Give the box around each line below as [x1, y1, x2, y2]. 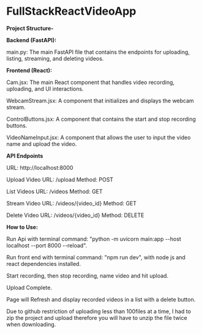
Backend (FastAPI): [6, 36, 57, 44]
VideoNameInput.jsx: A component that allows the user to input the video [6, 134, 191, 141]
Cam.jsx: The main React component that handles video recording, [6, 78, 175, 86]
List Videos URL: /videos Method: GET [6, 188, 103, 195]
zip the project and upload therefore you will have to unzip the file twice [6, 314, 188, 321]
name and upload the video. [6, 140, 77, 148]
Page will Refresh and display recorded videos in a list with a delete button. [6, 295, 196, 303]
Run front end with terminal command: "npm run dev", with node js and [6, 253, 185, 261]
